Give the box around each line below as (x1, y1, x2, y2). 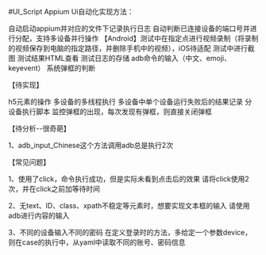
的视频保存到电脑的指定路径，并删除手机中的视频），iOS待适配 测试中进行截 (8, 44, 256, 53)
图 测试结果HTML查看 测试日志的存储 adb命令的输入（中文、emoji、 (8, 54, 232, 63)
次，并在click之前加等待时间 (8, 185, 101, 193)
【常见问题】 (8, 158, 50, 166)
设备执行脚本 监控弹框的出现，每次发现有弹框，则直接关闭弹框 (8, 107, 212, 116)
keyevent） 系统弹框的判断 (8, 63, 96, 73)
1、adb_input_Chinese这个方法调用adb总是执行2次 (8, 141, 173, 150)
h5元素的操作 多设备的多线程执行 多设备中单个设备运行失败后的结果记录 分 (8, 97, 253, 106)
